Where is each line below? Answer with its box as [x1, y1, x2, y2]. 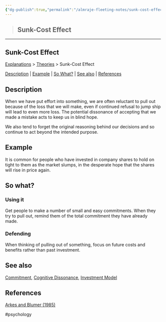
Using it [5, 196, 24, 203]
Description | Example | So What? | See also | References [5, 71, 122, 77]
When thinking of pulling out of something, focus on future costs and [5, 241, 146, 248]
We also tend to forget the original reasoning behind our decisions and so [5, 124, 155, 130]
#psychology [5, 312, 32, 318]
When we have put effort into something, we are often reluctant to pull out [5, 99, 156, 105]
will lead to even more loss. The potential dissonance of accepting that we [5, 109, 157, 115]
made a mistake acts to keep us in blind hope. [5, 114, 99, 120]
